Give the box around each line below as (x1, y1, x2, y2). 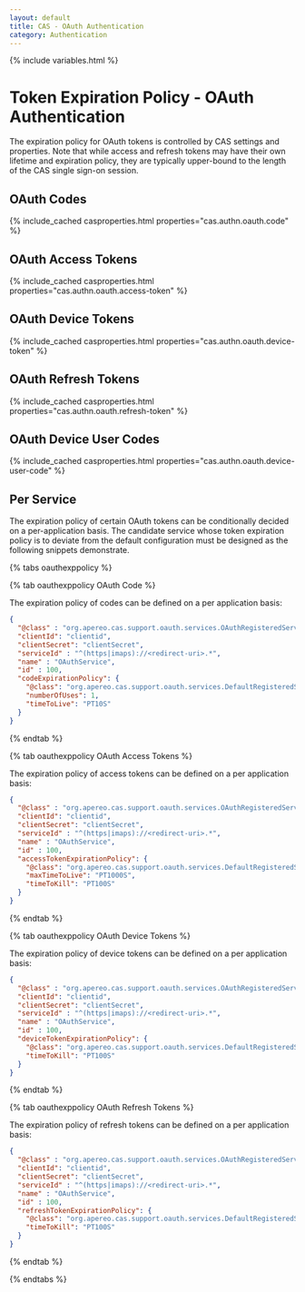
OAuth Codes (9, 192, 87, 207)
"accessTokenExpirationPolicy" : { (17, 854, 148, 863)
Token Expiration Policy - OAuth (9, 87, 254, 107)
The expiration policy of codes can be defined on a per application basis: (9, 597, 283, 608)
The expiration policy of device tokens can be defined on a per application (9, 948, 288, 959)
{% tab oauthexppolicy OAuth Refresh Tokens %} (9, 1102, 194, 1113)
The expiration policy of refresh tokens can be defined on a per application (9, 1119, 290, 1130)
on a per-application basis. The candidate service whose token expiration (9, 526, 284, 537)
